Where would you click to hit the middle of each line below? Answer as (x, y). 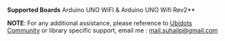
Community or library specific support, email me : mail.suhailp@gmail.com (112, 30)
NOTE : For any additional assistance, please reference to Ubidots (100, 23)
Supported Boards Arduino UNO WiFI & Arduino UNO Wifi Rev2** (101, 10)
